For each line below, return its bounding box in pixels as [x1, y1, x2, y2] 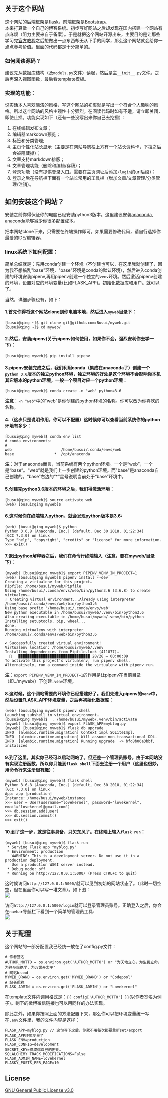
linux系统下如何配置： [5, 249, 58, 256]
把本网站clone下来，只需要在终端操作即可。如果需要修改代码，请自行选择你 [5, 229, 161, 235]
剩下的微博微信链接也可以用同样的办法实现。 [15, 1000, 108, 1006]
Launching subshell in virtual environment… [5, 713, 99, 718]
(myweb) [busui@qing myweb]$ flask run [5, 840, 88, 845]
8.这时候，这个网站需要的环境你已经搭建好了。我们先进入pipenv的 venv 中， [5, 690, 160, 696]
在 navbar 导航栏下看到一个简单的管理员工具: [5, 908, 94, 914]
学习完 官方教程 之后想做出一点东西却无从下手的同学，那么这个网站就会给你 [5, 37, 158, 43]
